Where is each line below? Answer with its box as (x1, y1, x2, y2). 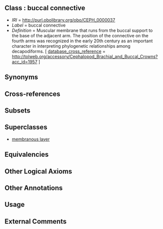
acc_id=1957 (11, 58, 38, 64)
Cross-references (4, 89, 61, 98)
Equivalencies (4, 150, 49, 159)
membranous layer (11, 136, 50, 142)
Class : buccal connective (4, 4, 85, 12)
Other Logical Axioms (4, 167, 72, 175)
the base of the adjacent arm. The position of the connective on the (11, 32, 149, 38)
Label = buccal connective (11, 22, 66, 28)
